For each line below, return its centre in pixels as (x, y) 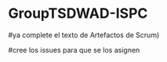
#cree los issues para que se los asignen (74, 50)
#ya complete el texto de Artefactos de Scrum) (84, 35)
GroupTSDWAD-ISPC (78, 14)
